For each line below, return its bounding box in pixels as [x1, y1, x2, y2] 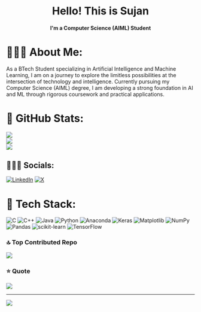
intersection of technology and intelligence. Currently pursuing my [6, 78, 170, 85]
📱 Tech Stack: [6, 197, 76, 211]
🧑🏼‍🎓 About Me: [6, 45, 83, 59]
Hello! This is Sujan [51, 4, 150, 18]
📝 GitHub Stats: [6, 111, 84, 125]
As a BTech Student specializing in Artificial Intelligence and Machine [6, 65, 176, 72]
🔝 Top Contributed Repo [6, 238, 78, 247]
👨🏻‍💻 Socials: [6, 160, 54, 171]
